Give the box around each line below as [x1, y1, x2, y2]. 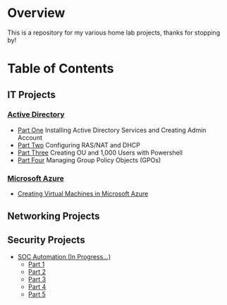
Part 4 [27, 282, 47, 291]
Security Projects [7, 234, 86, 246]
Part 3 [27, 275, 47, 284]
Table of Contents [7, 61, 114, 77]
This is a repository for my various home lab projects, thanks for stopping [7, 28, 221, 37]
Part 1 [27, 260, 45, 269]
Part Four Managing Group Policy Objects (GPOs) [17, 155, 161, 164]
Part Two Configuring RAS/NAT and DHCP [17, 140, 141, 149]
